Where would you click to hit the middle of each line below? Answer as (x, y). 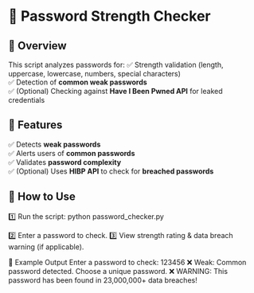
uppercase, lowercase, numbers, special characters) (95, 74)
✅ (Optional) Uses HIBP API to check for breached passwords (111, 171)
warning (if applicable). (46, 247)
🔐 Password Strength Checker (109, 16)
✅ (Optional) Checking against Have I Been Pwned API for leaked (115, 91)
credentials (27, 100)
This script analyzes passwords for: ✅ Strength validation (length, (116, 64)
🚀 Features (35, 125)
